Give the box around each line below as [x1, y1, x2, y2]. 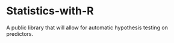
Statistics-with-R [6, 4, 95, 18]
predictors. [6, 30, 34, 37]
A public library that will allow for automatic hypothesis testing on [6, 24, 169, 31]
